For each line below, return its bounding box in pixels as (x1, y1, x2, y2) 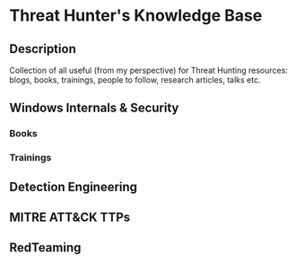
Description (9, 41, 76, 57)
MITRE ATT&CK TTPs (9, 210, 131, 225)
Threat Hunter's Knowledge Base (9, 5, 263, 26)
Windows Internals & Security (9, 101, 179, 116)
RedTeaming (9, 240, 82, 256)
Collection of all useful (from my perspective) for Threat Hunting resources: (9, 65, 289, 75)
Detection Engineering (9, 179, 137, 194)
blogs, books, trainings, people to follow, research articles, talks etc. (9, 75, 261, 85)
